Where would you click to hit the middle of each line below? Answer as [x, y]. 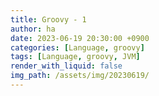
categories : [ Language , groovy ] [77, 47]
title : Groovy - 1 [48, 19]
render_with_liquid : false [66, 66]
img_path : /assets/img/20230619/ [80, 76]
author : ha [33, 29]
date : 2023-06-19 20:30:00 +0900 [80, 38]
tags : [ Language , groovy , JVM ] [75, 57]
